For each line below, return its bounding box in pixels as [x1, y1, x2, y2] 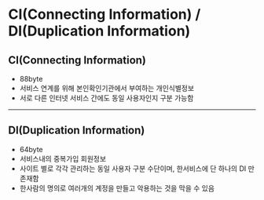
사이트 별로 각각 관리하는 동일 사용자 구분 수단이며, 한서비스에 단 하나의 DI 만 [19, 163, 255, 173]
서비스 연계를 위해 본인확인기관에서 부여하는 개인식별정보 [19, 84, 195, 93]
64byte [19, 144, 43, 154]
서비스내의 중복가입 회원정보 [19, 154, 107, 163]
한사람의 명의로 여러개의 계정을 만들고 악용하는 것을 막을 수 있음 [19, 183, 214, 193]
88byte [19, 75, 43, 83]
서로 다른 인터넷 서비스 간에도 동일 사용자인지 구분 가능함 [19, 93, 194, 103]
